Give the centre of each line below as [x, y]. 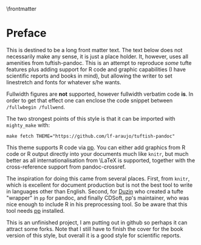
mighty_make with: [28, 125]
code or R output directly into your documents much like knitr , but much [97, 153]
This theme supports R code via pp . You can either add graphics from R [96, 147]
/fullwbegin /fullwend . [36, 107]
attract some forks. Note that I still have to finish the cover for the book [95, 229]
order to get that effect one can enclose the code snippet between [90, 100]
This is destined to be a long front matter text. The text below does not [94, 50]
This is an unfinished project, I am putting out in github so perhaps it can [97, 222]
